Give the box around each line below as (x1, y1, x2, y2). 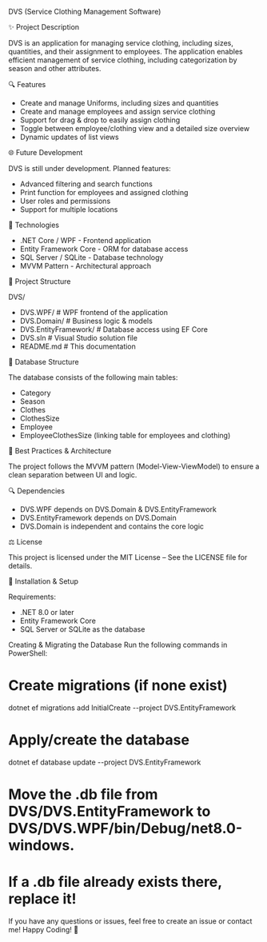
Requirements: (8, 592, 56, 601)
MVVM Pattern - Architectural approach (19, 261, 152, 270)
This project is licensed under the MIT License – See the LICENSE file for (8, 553, 248, 562)
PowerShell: (8, 649, 48, 658)
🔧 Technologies (8, 220, 60, 230)
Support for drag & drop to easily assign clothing (19, 115, 181, 125)
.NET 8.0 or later (19, 608, 74, 617)
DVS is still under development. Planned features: (8, 164, 172, 173)
